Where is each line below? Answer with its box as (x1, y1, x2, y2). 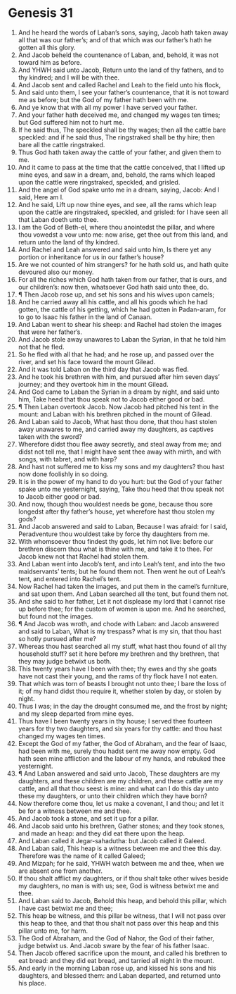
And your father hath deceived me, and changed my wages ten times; (18, 111, 221, 119)
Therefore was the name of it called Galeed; (18, 851, 146, 860)
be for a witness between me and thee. (18, 807, 132, 815)
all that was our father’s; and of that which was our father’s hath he (18, 35, 212, 44)
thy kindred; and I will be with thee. (18, 73, 120, 82)
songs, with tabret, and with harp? (18, 454, 117, 463)
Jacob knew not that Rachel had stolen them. (18, 552, 150, 561)
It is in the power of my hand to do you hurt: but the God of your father (18, 477, 223, 485)
